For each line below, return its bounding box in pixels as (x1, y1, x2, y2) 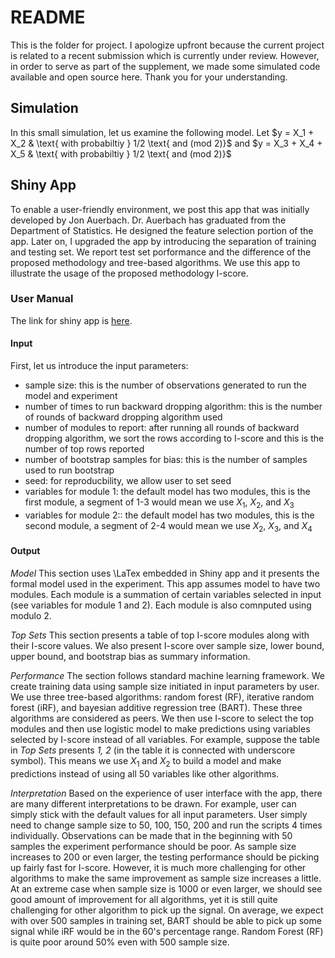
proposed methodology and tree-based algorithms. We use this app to (10, 256, 301, 268)
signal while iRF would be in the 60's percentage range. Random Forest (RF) (10, 925, 324, 937)
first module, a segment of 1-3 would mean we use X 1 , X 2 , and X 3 (24, 496, 295, 510)
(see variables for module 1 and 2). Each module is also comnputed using (10, 599, 312, 611)
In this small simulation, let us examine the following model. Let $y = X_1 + (10, 126, 315, 138)
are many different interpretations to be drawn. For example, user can (10, 797, 297, 810)
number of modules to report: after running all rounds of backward (24, 422, 300, 434)
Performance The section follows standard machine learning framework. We (10, 669, 325, 681)
